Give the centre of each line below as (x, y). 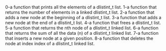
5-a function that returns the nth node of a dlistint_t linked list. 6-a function (82, 28)
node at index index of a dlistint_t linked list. (50, 43)
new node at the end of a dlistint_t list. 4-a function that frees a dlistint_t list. (83, 23)
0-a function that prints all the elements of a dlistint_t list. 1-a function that (81, 7)
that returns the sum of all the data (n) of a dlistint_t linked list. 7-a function (82, 33)
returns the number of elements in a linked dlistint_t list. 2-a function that (80, 12)
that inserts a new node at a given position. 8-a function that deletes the (79, 38)
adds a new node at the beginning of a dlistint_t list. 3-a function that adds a (83, 17)
